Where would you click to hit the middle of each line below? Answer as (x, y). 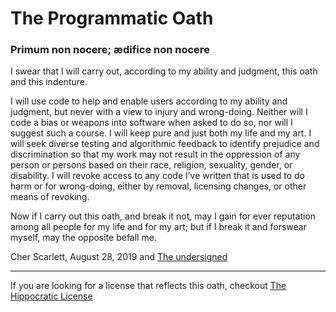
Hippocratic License (51, 296)
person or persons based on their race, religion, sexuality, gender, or (151, 165)
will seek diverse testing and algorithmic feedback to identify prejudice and (165, 144)
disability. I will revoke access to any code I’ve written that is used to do (157, 176)
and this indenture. (49, 82)
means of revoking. (50, 197)
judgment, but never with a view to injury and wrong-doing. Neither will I (159, 112)
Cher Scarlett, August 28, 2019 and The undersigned (119, 257)
